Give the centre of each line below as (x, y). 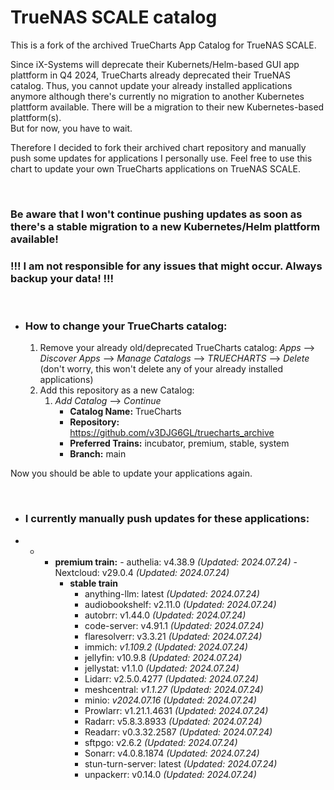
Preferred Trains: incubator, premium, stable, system (179, 443)
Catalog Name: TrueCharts (125, 412)
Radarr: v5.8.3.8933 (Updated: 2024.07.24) (173, 721)
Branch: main (98, 454)
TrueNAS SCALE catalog (114, 17)
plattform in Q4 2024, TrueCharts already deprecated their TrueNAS (150, 75)
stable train (93, 583)
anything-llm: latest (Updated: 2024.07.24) (172, 593)
